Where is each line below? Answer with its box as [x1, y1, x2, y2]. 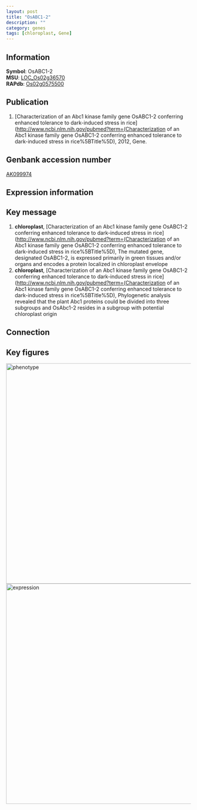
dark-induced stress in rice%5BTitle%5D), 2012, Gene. [14, 137, 147, 144]
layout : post [6, 8, 38, 15]
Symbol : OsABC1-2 [6, 68, 53, 75]
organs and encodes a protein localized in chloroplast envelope [14, 260, 168, 267]
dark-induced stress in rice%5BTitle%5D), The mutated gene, [14, 248, 164, 255]
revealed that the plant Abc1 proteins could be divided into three [14, 298, 169, 305]
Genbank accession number [6, 155, 111, 165]
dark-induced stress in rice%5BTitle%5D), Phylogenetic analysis [14, 291, 171, 298]
